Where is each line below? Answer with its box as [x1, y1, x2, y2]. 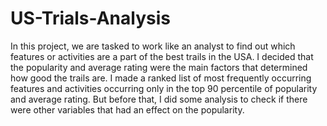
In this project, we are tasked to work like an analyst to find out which [10, 40, 296, 52]
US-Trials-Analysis [10, 7, 171, 30]
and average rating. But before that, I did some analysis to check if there [10, 93, 308, 105]
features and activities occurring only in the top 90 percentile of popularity [10, 82, 318, 94]
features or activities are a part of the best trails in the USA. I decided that [10, 50, 314, 62]
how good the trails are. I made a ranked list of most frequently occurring [10, 72, 312, 84]
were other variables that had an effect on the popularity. [10, 103, 245, 116]
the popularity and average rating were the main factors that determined [10, 61, 308, 73]
